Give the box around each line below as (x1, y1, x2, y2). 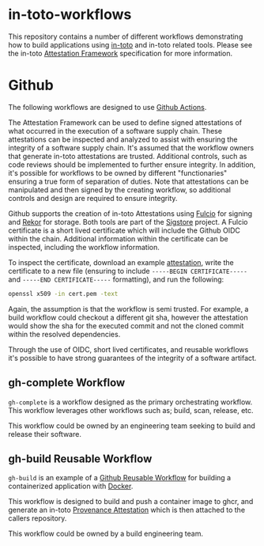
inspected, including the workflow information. (8, 242, 160, 252)
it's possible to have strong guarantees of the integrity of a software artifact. (8, 353, 257, 362)
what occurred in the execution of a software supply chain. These (8, 126, 223, 135)
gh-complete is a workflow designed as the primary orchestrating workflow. (8, 397, 253, 407)
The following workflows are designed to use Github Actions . (8, 102, 207, 112)
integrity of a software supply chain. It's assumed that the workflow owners (8, 142, 255, 152)
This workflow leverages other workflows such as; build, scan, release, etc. (8, 405, 255, 415)
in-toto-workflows (8, 6, 132, 24)
